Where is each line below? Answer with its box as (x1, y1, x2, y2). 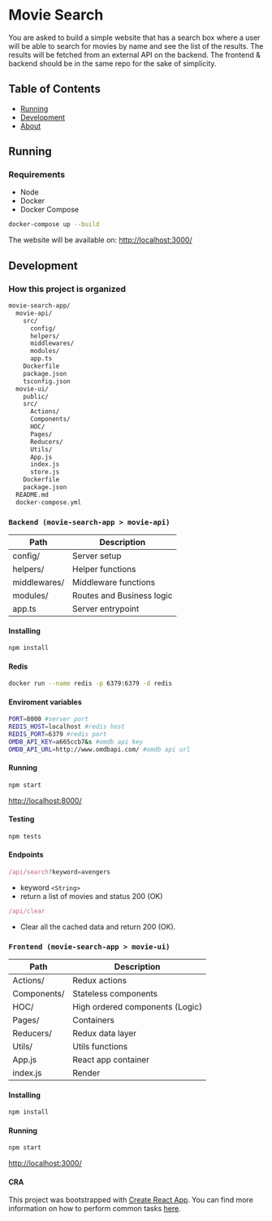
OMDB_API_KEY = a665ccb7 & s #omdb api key (8, 738, 144, 746)
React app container (72, 1054, 150, 1066)
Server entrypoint (71, 603, 140, 614)
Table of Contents (8, 82, 101, 96)
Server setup (71, 550, 122, 561)
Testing (8, 814, 35, 824)
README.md (15, 491, 49, 499)
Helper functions (71, 563, 136, 574)
